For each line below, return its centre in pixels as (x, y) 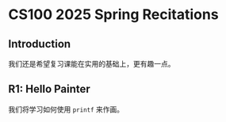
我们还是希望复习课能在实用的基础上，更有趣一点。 (92, 64)
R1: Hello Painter (50, 89)
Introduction (40, 44)
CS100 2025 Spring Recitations (114, 15)
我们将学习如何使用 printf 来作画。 (66, 109)
